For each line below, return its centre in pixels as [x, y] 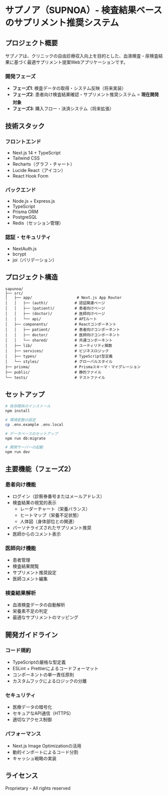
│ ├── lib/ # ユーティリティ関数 [59, 346]
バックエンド [21, 190]
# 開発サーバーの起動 [24, 447]
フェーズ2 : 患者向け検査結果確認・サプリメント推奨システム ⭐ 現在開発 [85, 95]
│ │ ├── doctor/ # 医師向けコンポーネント [63, 335]
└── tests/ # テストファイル [55, 378]
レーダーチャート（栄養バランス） [55, 509]
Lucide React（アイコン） [39, 170]
